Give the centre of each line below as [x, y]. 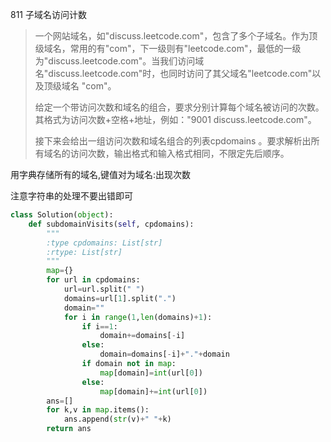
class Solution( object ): [62, 215]
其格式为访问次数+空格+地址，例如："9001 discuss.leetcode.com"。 [175, 119]
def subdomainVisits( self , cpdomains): [111, 224]
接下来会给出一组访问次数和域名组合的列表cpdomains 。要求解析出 [173, 141]
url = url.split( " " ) [104, 289]
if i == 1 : [99, 326]
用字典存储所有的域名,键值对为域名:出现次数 [101, 174]
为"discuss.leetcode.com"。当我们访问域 [119, 61]
